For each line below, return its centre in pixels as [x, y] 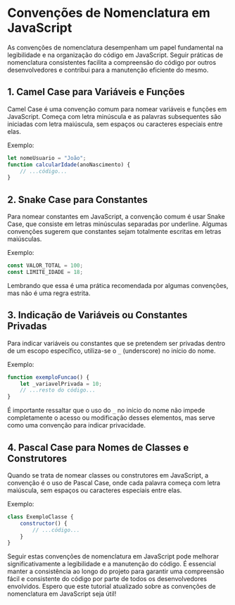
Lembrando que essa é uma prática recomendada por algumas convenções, [118, 285]
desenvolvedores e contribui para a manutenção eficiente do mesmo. [108, 70]
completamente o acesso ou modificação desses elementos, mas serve [111, 418]
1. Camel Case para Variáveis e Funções [96, 92]
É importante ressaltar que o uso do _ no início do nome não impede [106, 411]
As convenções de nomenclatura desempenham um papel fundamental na [115, 47]
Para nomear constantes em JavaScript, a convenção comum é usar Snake [116, 217]
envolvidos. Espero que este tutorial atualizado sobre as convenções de [112, 587]
